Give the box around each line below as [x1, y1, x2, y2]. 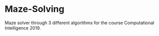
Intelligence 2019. [4, 25, 41, 31]
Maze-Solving [4, 3, 64, 15]
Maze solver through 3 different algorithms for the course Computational [4, 20, 154, 26]
